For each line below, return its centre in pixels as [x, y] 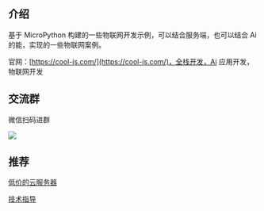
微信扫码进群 [29, 119]
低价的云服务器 [33, 182]
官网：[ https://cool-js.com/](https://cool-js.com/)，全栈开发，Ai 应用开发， [131, 61]
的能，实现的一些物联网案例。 [57, 44]
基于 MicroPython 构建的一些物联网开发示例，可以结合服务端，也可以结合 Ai [132, 35]
